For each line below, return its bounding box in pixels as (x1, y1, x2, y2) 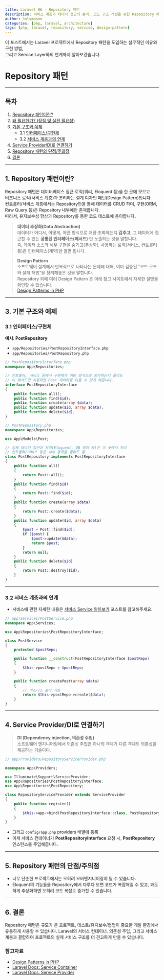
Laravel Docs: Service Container (12, 964, 77, 970)
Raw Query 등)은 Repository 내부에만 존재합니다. (5, 207, 100, 213)
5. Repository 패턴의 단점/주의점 (5, 862, 100, 870)
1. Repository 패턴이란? (5, 175, 74, 183)
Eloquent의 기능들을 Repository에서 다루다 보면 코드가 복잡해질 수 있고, (12, 882, 149, 887)
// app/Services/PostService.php (5, 616, 73, 621)
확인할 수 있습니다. (17, 282, 53, 288)
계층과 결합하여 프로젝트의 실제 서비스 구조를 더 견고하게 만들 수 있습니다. (5, 934, 144, 940)
